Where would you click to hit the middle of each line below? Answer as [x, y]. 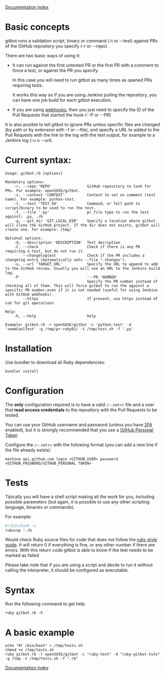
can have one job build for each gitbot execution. [62, 100]
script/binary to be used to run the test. [51, 208]
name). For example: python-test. [41, 199]
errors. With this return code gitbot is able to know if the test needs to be [79, 550]
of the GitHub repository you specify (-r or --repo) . [58, 46]
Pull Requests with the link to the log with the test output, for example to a [80, 135]
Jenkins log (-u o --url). [29, 140]
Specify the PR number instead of [122, 281]
